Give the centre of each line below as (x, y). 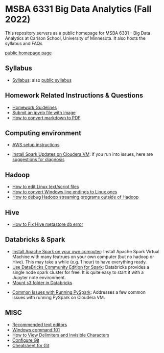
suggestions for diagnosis (38, 160)
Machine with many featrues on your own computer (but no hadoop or (83, 257)
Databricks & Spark (35, 240)
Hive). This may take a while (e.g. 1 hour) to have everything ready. (79, 262)
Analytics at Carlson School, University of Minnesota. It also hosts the (75, 38)
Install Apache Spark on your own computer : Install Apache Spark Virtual (86, 251)
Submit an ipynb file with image (44, 112)
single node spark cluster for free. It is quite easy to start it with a (78, 272)
